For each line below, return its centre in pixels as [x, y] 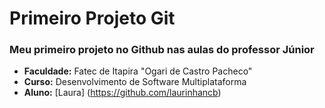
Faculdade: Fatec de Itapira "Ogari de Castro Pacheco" [138, 71]
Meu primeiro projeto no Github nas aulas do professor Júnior [162, 50]
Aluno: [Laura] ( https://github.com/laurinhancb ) [122, 93]
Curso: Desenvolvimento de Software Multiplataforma [135, 82]
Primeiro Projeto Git [92, 18]
